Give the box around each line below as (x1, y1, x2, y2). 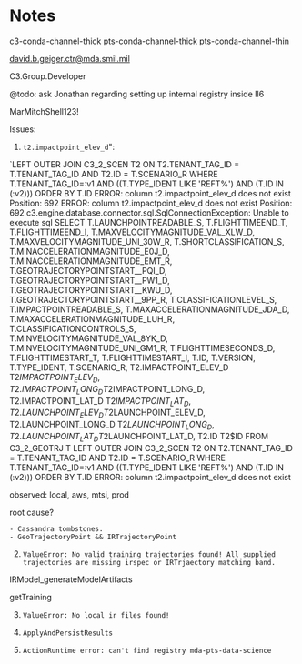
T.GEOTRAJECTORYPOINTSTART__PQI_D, (9, 265, 167, 276)
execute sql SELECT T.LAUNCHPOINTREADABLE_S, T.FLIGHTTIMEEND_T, (9, 216, 288, 227)
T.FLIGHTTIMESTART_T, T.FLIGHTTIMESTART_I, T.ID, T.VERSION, (9, 352, 257, 363)
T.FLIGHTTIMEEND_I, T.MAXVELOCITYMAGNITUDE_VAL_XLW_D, (9, 226, 256, 237)
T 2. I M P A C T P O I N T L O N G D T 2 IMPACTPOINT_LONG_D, (9, 383, 206, 397)
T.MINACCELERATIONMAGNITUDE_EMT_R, (9, 256, 173, 267)
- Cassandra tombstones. (9, 524, 104, 533)
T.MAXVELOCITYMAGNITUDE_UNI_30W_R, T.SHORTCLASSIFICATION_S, (9, 236, 285, 246)
